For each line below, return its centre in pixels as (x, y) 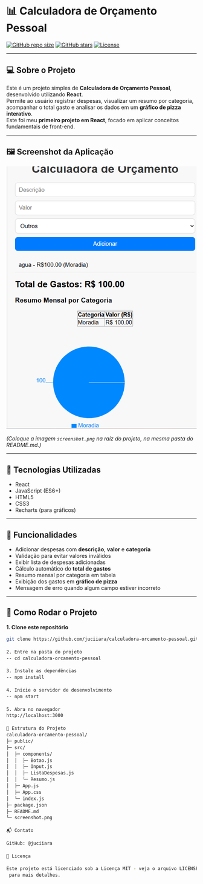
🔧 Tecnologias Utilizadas (53, 470)
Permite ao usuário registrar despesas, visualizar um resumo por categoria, (100, 100)
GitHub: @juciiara (29, 843)
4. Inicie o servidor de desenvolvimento (59, 690)
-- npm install (25, 678)
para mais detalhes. (35, 875)
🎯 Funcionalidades (42, 535)
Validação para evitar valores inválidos (63, 556)
